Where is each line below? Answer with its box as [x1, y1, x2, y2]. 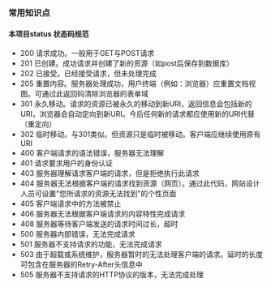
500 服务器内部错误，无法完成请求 [19, 229, 135, 239]
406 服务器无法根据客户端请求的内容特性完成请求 [19, 209, 186, 219]
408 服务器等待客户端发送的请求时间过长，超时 [19, 219, 179, 229]
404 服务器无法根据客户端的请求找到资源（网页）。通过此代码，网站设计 [19, 178, 260, 188]
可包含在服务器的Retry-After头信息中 [19, 259, 144, 269]
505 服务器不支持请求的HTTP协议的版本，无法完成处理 [19, 270, 204, 280]
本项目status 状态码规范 [8, 28, 89, 38]
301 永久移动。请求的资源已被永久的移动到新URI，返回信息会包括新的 [19, 99, 253, 109]
